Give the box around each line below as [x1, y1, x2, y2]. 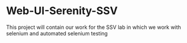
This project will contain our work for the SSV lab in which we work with [6, 24, 182, 31]
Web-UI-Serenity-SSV [6, 4, 118, 18]
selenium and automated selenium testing [6, 29, 108, 37]
